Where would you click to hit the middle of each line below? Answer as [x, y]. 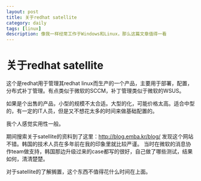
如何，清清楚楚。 [27, 159]
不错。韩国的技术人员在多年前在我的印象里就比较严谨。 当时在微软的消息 [96, 144]
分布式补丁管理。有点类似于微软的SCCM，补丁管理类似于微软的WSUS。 [95, 91]
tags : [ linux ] [24, 28]
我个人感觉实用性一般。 [35, 124]
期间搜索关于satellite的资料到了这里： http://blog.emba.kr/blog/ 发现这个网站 [100, 137]
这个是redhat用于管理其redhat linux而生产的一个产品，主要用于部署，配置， [99, 83]
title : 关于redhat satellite [42, 17]
